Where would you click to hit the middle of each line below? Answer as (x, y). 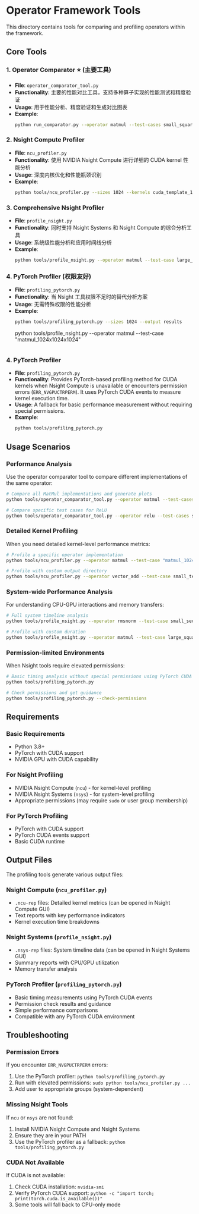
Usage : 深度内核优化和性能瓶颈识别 (58, 175)
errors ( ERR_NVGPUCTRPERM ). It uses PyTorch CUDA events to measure (98, 392)
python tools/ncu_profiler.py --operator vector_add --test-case (88, 577)
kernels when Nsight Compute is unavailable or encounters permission (101, 386)
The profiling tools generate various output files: (65, 874)
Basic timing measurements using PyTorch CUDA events (84, 997)
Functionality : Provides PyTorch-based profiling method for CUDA (96, 379)
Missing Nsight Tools (37, 1105)
